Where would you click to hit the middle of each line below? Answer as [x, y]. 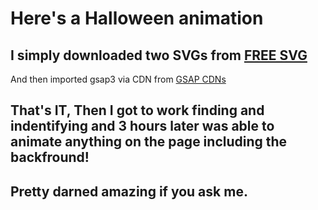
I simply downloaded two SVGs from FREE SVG [159, 55]
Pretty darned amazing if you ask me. [129, 191]
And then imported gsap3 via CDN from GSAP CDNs [118, 79]
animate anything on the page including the [149, 142]
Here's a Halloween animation [137, 18]
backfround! [50, 157]
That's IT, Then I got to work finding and [137, 110]
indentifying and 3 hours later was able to [142, 126]
